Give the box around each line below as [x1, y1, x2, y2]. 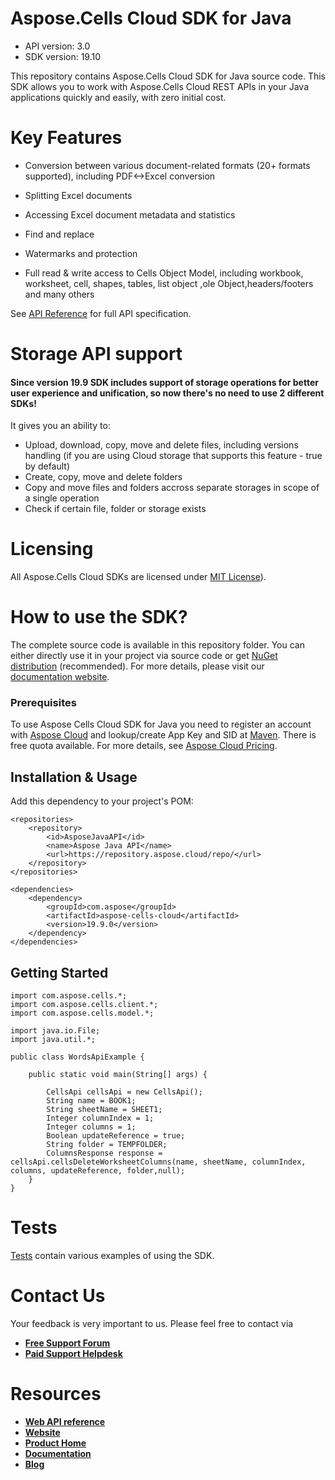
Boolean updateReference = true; [46, 1131, 186, 1141]
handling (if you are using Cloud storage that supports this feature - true [24, 450, 323, 462]
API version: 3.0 [24, 40, 91, 52]
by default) [24, 460, 71, 472]
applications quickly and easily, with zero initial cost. [10, 91, 227, 103]
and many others [24, 288, 95, 300]
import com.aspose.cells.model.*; [10, 1008, 155, 1019]
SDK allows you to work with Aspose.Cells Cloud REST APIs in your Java [10, 80, 309, 92]
